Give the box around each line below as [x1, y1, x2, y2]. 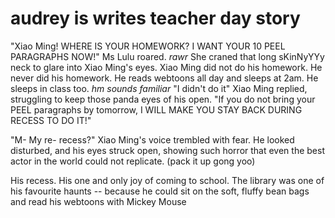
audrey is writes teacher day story [10, 7, 301, 30]
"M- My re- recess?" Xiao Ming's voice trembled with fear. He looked [10, 133, 295, 146]
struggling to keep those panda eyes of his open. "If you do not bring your [10, 93, 316, 105]
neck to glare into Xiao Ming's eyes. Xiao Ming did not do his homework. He [10, 61, 323, 73]
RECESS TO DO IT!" [10, 114, 92, 126]
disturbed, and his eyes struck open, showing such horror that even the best [10, 144, 325, 156]
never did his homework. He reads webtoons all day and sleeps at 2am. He [10, 72, 319, 84]
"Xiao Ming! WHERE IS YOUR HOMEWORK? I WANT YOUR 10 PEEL [10, 40, 286, 52]
